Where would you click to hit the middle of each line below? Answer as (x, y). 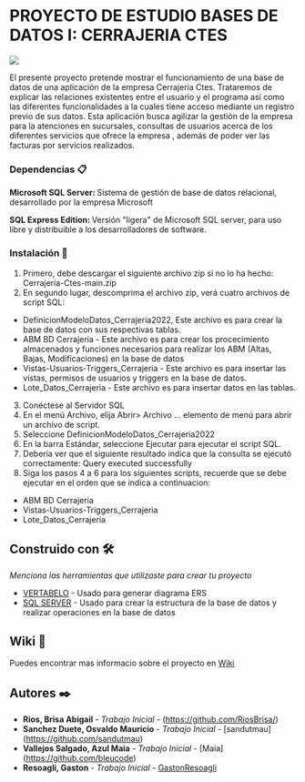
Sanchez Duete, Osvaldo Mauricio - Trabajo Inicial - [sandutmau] (147, 728)
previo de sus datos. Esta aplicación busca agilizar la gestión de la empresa (151, 116)
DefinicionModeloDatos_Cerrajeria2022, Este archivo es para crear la (152, 320)
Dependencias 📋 (48, 169)
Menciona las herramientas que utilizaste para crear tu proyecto (131, 575)
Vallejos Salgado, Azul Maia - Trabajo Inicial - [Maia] (123, 748)
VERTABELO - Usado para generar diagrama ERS (115, 594)
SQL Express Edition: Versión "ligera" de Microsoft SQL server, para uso (146, 220)
